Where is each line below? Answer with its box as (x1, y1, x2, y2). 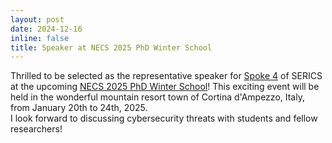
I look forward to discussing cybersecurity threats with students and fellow (10, 112, 318, 125)
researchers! (10, 123, 63, 135)
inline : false (10, 33, 70, 43)
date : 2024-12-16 (10, 24, 83, 34)
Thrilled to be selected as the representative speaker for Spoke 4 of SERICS (10, 70, 323, 82)
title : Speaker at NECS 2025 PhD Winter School (10, 42, 213, 53)
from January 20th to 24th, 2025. (10, 102, 148, 114)
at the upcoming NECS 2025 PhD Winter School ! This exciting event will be (10, 81, 320, 93)
